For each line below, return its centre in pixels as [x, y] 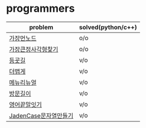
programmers [40, 9]
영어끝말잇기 [26, 104]
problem [41, 27]
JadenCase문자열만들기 [41, 116]
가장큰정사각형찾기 [34, 49]
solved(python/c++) [108, 27]
